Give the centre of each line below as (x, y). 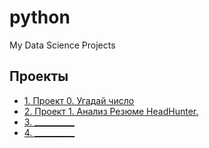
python (40, 17)
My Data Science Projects (62, 45)
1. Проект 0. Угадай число (79, 100)
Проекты (39, 76)
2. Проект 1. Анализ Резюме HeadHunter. (111, 111)
